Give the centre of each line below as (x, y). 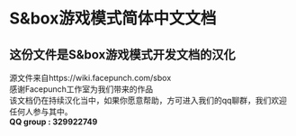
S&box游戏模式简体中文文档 (113, 18)
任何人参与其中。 (41, 112)
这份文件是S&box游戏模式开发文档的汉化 (122, 54)
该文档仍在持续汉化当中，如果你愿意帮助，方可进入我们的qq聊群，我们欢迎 (148, 100)
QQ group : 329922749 (54, 122)
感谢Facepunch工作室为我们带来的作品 (81, 89)
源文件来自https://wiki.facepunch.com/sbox (90, 78)
